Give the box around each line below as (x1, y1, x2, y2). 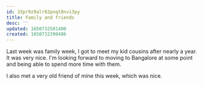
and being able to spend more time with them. (6, 61, 122, 68)
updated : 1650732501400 (6, 25, 67, 32)
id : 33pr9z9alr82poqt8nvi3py (6, 8, 80, 15)
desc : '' (6, 20, 29, 26)
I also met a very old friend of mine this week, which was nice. (6, 72, 162, 80)
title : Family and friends (6, 14, 75, 20)
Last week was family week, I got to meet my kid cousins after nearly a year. (6, 48, 198, 55)
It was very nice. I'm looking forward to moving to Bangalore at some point (6, 54, 193, 61)
